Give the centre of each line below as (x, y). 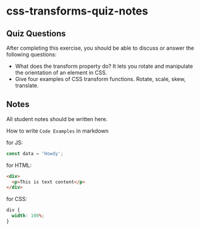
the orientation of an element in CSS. (61, 73)
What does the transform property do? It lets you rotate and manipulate (104, 66)
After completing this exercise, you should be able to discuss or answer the (100, 48)
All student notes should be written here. (57, 119)
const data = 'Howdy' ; (35, 153)
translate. (27, 85)
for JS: (15, 142)
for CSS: (17, 199)
